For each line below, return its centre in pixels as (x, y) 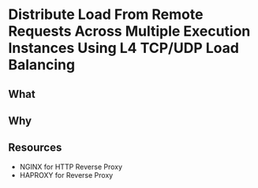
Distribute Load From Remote (106, 15)
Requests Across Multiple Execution (129, 31)
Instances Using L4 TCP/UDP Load (123, 48)
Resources (35, 148)
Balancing (42, 65)
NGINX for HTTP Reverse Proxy (71, 167)
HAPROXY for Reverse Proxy (66, 175)
